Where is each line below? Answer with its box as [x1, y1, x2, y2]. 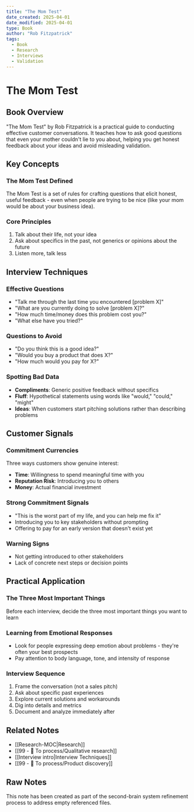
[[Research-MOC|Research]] [14, 741, 85, 748]
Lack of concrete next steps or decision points [14, 559, 128, 566]
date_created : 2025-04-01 [6, 14, 70, 20]
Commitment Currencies [6, 447, 79, 455]
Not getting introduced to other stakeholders [14, 553, 124, 560]
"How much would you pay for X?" [14, 358, 99, 365]
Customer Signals [6, 429, 74, 439]
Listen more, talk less [14, 250, 67, 257]
